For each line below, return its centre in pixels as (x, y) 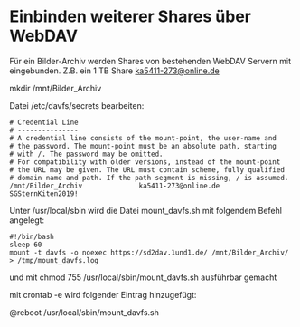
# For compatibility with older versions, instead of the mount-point (145, 162)
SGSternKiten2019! (44, 193)
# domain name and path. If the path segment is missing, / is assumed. (149, 178)
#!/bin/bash (32, 236)
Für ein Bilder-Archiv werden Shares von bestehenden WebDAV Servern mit (150, 61)
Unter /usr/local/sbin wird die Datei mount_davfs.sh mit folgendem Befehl (146, 210)
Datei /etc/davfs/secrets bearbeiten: (77, 105)
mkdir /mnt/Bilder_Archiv (56, 88)
